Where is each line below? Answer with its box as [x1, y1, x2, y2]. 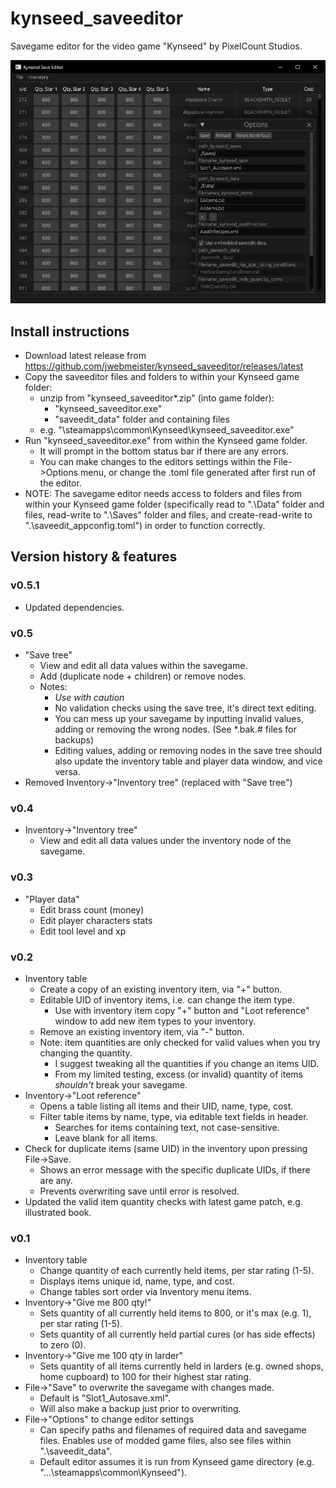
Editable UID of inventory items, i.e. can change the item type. [39, 993, 296, 1006]
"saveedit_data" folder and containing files [54, 413, 230, 426]
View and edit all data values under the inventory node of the [39, 835, 292, 847]
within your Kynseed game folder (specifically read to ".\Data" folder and [24, 498, 325, 511]
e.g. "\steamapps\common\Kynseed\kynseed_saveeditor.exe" [39, 424, 295, 436]
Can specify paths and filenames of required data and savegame [39, 1424, 307, 1436]
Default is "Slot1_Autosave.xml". [39, 1392, 172, 1404]
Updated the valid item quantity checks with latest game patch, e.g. [24, 1195, 303, 1207]
